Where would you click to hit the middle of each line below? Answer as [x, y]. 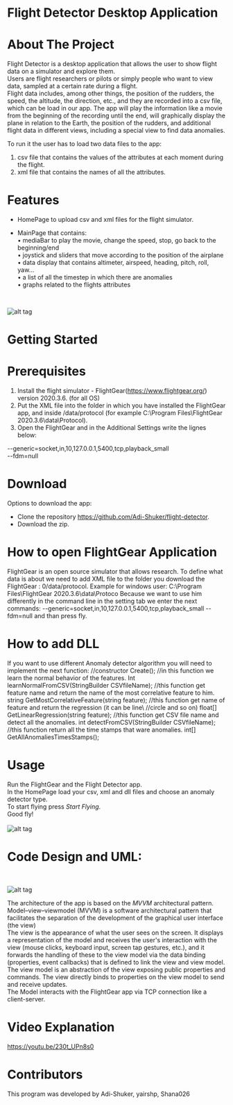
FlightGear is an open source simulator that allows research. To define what [115, 572]
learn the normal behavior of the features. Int [71, 678]
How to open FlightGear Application [112, 552]
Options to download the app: [50, 503]
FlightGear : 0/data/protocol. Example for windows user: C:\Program [105, 586]
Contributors [45, 1074]
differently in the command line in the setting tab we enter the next [102, 601]
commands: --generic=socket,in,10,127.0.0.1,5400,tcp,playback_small [106, 608]
